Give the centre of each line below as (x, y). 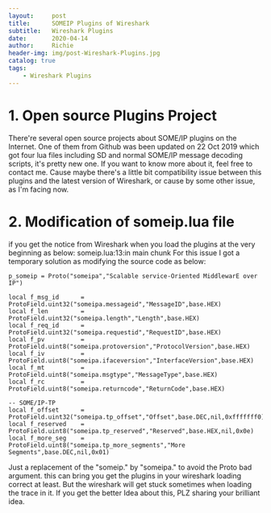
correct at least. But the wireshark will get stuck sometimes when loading (130, 484)
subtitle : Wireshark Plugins (61, 31)
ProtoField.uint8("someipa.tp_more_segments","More (97, 445)
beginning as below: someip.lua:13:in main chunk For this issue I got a (124, 252)
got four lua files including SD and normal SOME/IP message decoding (126, 155)
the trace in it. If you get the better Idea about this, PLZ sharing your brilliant (134, 493)
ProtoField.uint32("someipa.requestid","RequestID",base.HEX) (115, 332)
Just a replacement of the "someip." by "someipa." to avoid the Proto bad (130, 467)
